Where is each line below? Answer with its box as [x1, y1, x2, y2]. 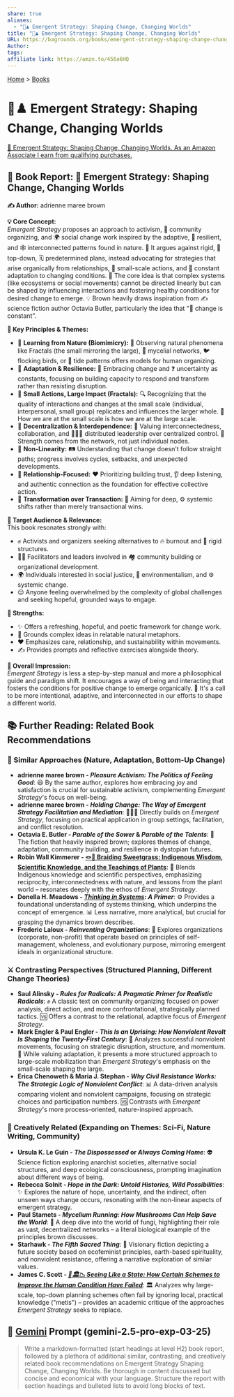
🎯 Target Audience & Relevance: [7, 515, 102, 524]
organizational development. [17, 562, 100, 571]
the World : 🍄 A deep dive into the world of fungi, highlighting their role [17, 1217, 220, 1226]
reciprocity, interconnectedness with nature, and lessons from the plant [17, 878, 223, 886]
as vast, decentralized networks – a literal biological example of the [17, 1225, 210, 1234]
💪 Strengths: [7, 608, 45, 617]
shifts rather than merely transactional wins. [17, 502, 144, 511]
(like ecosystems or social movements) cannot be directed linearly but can [7, 279, 221, 287]
